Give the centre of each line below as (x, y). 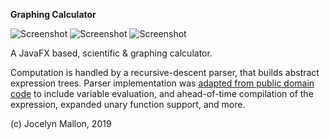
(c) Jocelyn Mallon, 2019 (61, 123)
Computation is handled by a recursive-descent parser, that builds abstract (165, 72)
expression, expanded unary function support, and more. (128, 104)
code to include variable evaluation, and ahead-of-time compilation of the (162, 93)
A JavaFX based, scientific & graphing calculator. (111, 53)
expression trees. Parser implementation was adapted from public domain (162, 83)
